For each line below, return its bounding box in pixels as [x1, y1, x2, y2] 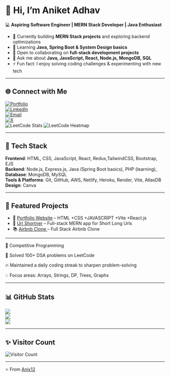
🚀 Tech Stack [5, 142, 48, 150]
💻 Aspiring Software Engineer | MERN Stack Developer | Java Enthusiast [5, 21, 162, 27]
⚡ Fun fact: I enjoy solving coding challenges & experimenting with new [12, 60, 161, 66]
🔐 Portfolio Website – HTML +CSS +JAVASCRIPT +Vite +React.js [12, 215, 147, 221]
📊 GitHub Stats [5, 292, 55, 301]
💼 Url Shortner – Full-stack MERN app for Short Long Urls [12, 220, 133, 227]
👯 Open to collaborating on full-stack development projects [12, 49, 139, 55]
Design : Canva [5, 182, 36, 188]
